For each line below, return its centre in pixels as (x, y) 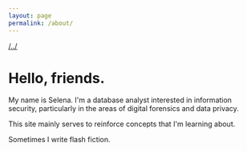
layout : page (30, 16)
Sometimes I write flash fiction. (59, 140)
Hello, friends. (57, 78)
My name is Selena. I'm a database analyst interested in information (120, 100)
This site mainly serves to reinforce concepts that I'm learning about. (122, 124)
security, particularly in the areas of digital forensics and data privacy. (123, 109)
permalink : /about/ (41, 23)
